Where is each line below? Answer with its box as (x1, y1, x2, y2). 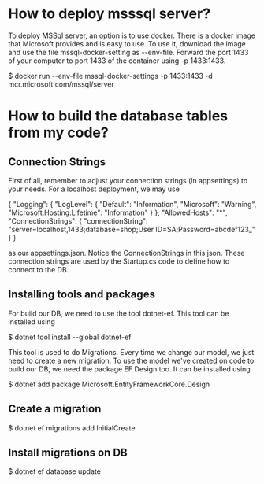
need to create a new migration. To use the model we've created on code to (8, 356, 255, 365)
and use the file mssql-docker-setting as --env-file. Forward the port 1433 (8, 47, 249, 57)
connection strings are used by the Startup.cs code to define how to (8, 257, 230, 266)
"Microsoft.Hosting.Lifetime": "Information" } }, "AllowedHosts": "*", (8, 208, 228, 217)
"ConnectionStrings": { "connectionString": (8, 216, 148, 225)
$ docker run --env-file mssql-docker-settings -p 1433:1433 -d (8, 71, 213, 80)
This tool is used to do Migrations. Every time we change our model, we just (8, 347, 255, 357)
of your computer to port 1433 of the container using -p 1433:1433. (8, 56, 226, 65)
